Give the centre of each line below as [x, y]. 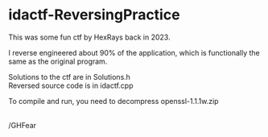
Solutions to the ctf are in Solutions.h [70, 77]
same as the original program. [58, 61]
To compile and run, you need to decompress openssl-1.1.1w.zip [113, 101]
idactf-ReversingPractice [94, 15]
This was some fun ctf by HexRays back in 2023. [89, 37]
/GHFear [23, 125]
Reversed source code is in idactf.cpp [71, 85]
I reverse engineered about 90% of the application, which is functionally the [134, 52]
